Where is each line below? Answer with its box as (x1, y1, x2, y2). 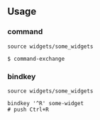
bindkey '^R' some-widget (7, 100, 84, 107)
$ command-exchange (7, 55, 65, 62)
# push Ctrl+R (7, 106, 50, 113)
